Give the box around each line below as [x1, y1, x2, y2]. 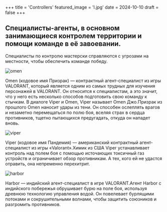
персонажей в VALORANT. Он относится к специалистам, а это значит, [5, 88, 158, 94]
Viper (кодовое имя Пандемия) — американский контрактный [5, 139, 139, 145]
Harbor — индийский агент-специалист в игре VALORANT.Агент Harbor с [5, 180, 161, 186]
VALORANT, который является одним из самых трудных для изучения [5, 82, 155, 89]
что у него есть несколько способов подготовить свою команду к [5, 93, 147, 99]
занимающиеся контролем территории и [5, 32, 142, 40]
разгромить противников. [5, 201, 61, 207]
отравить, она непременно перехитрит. [5, 160, 90, 166]
